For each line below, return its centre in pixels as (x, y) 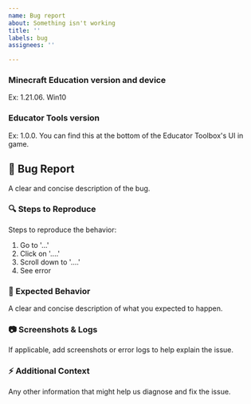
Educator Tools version (54, 118)
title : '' (25, 30)
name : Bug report (37, 16)
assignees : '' (32, 45)
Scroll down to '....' (50, 262)
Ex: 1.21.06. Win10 (37, 97)
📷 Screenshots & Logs (53, 330)
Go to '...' (34, 245)
